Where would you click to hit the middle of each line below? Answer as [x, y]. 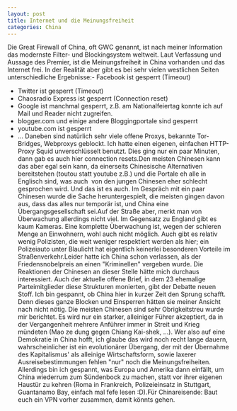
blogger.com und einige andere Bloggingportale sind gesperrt [108, 121]
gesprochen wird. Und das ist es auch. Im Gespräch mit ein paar [111, 189]
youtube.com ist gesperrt [54, 129]
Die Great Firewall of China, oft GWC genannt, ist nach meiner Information [115, 47]
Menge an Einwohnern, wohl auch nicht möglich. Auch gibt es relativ [117, 234]
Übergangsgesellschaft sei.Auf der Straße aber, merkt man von [110, 212]
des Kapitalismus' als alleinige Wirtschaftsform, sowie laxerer [107, 354]
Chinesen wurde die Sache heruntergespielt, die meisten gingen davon [121, 196]
